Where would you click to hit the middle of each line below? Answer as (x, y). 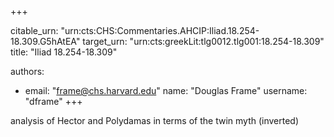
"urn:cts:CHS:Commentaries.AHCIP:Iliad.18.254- (160, 30)
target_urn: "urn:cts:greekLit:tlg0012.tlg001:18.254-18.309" (203, 41)
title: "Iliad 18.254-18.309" (64, 52)
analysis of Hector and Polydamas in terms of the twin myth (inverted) (155, 120)
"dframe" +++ (53, 101)
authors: (27, 71)
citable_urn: (34, 30)
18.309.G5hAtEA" (45, 41)
